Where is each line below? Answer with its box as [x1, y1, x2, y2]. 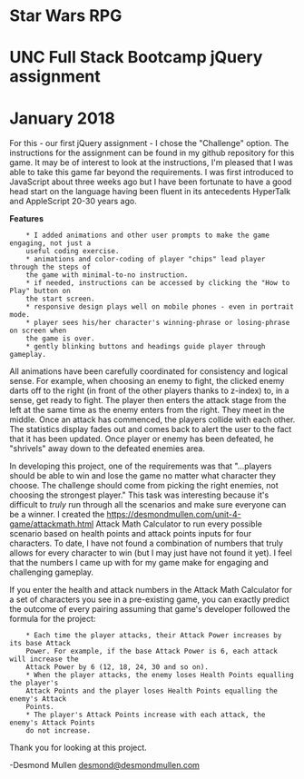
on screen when [9, 326, 67, 336]
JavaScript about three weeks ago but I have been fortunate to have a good [9, 176, 292, 187]
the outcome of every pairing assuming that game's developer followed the [9, 604, 290, 615]
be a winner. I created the [9, 509, 105, 520]
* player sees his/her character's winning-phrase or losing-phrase [25, 319, 290, 328]
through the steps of [9, 262, 92, 272]
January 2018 [9, 108, 115, 128]
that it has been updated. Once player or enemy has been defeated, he [9, 433, 274, 445]
